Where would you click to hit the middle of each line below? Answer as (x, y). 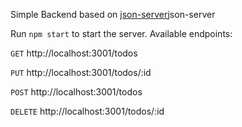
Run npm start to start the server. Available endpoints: (121, 33)
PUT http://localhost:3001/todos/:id (81, 72)
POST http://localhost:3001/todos (76, 92)
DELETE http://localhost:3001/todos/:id (87, 111)
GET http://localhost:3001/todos (74, 53)
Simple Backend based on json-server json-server (113, 14)
